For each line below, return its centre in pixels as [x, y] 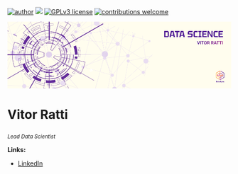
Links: [17, 149]
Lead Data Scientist [31, 137]
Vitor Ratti [38, 115]
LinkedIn [30, 163]
